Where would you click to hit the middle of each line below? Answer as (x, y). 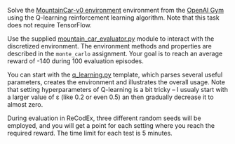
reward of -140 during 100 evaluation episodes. (75, 61)
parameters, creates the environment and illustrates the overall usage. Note (116, 82)
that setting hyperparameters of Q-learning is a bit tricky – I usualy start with (117, 90)
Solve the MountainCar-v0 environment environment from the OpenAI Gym (116, 10)
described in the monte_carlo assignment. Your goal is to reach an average (115, 53)
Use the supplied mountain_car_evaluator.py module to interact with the (111, 39)
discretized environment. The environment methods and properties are (109, 46)
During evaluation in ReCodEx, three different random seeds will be (104, 118)
